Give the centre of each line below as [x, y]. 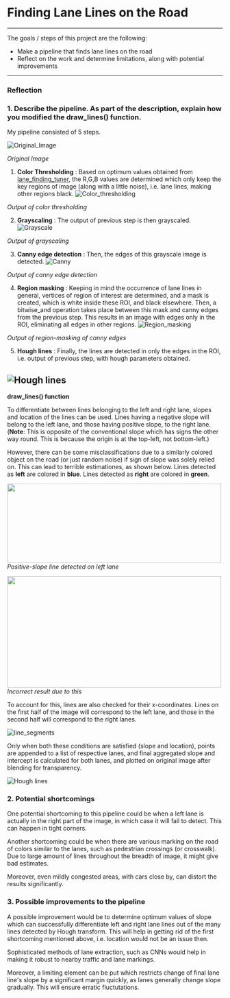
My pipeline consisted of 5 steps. [54, 132]
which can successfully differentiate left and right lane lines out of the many [114, 924]
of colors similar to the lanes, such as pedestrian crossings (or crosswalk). [112, 849]
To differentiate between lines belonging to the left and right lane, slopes [110, 409]
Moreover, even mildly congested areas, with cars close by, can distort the [112, 877]
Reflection [25, 90]
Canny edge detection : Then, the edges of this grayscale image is [112, 254]
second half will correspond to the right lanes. [72, 719]
